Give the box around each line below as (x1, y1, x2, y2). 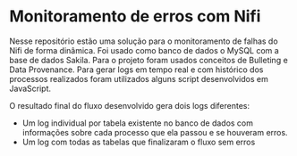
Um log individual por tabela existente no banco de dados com (21, 118, 253, 128)
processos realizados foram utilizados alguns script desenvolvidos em (9, 73, 268, 84)
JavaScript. (9, 83, 52, 94)
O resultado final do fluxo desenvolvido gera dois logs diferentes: (9, 100, 250, 111)
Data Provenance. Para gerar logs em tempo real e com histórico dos (9, 64, 264, 75)
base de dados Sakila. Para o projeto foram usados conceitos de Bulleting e (9, 54, 288, 65)
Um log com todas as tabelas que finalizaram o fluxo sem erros (21, 136, 256, 147)
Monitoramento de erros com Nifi (9, 6, 261, 27)
